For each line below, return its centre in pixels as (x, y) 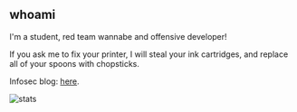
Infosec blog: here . (44, 81)
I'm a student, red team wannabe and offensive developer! (119, 36)
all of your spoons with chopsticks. (75, 63)
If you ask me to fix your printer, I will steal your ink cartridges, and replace (149, 54)
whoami (33, 15)
